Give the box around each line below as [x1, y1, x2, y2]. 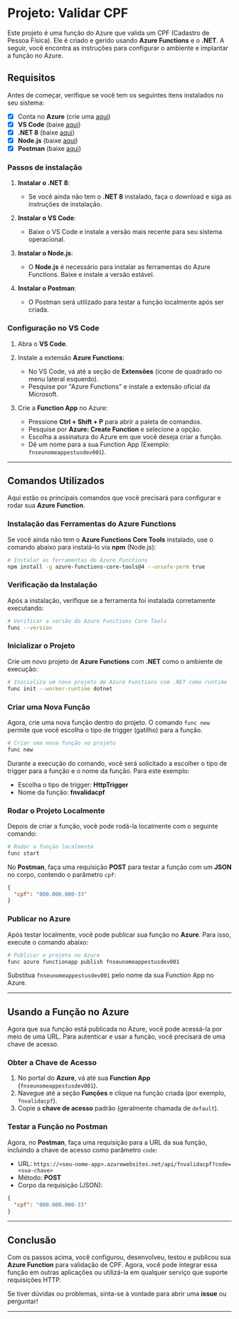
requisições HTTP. [7, 1276, 62, 1284]
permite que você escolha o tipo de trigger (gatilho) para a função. [7, 725, 203, 734]
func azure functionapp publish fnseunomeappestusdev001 [7, 958, 180, 965]
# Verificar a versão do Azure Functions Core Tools [7, 617, 167, 624]
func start [7, 849, 40, 857]
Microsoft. [28, 389, 59, 398]
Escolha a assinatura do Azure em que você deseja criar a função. [28, 432, 223, 441]
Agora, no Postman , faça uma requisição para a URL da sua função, [7, 1137, 208, 1147]
